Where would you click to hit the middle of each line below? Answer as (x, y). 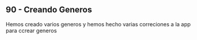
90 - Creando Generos (49, 10)
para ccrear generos (31, 30)
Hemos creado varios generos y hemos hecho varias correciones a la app (98, 24)
